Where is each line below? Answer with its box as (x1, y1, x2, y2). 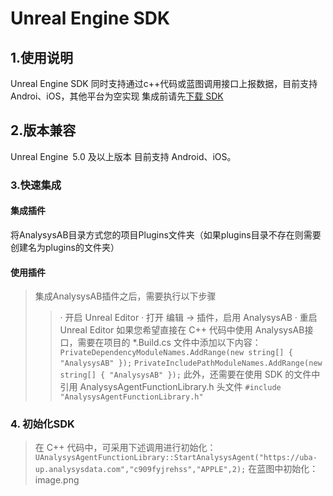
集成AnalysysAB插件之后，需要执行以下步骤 (34, 290, 217, 302)
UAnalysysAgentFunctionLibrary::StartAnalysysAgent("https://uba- (34, 453, 318, 463)
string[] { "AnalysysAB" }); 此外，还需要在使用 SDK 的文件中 (59, 368, 321, 381)
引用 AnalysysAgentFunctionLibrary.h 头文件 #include (59, 381, 282, 393)
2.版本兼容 (10, 122, 77, 139)
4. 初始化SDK (10, 417, 75, 431)
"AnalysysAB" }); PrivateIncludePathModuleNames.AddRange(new (59, 358, 323, 369)
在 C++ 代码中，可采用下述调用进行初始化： (34, 442, 217, 454)
